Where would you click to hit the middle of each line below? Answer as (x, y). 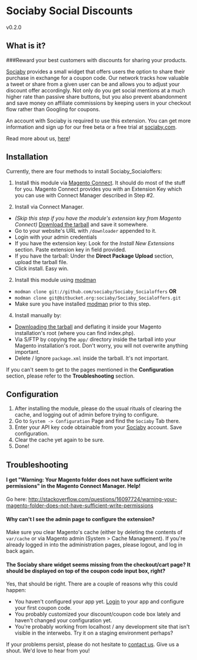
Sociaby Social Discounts (70, 11)
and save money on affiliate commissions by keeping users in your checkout (98, 103)
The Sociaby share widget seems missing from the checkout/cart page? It (98, 564)
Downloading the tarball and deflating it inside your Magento (88, 327)
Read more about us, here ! (38, 138)
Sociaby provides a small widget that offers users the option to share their (96, 71)
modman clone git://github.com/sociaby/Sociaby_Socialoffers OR (95, 291)
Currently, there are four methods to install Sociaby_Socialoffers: (84, 171)
